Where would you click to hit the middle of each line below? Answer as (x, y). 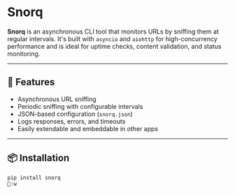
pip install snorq (34, 178)
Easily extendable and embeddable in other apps (88, 128)
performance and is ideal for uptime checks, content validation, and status (114, 46)
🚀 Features (31, 82)
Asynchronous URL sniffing (57, 99)
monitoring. (24, 54)
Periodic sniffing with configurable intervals (80, 106)
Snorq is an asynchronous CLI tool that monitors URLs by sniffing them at (113, 31)
